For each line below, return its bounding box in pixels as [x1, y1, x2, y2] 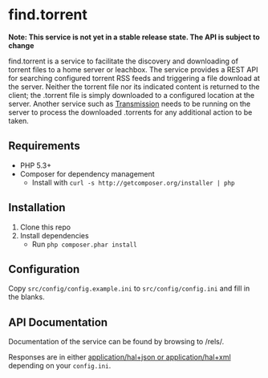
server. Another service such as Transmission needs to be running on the [8, 99, 251, 108]
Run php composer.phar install [31, 239, 138, 249]
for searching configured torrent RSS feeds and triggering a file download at [8, 73, 261, 83]
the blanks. [8, 292, 46, 302]
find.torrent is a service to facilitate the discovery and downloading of [8, 56, 239, 66]
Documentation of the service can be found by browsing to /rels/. [8, 337, 225, 347]
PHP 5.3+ [19, 161, 52, 170]
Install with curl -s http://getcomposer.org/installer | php [31, 177, 235, 187]
